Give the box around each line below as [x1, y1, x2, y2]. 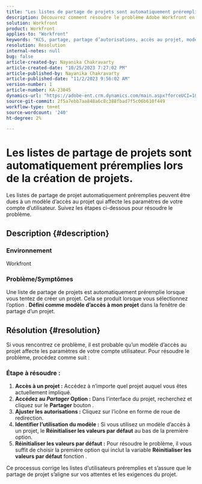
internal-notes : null [6, 48, 61, 54]
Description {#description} [6, 228, 109, 238]
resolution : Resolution [6, 43, 66, 49]
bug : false [6, 54, 34, 60]
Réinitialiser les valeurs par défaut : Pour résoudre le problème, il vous [14, 440, 192, 447]
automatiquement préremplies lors [6, 159, 183, 173]
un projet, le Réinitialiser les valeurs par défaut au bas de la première [14, 427, 188, 435]
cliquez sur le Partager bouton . [14, 402, 94, 409]
